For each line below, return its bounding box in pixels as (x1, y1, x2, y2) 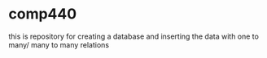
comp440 (8, 5, 77, 23)
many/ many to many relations (8, 39, 110, 49)
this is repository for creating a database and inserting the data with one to (8, 31, 259, 41)
